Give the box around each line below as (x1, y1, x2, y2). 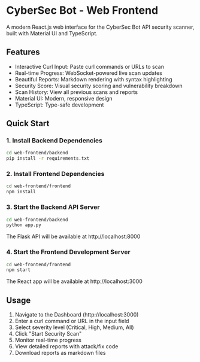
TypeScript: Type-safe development (14, 101, 104, 108)
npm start (6, 267, 31, 273)
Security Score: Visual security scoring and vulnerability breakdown (14, 82, 183, 89)
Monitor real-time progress (14, 336, 82, 344)
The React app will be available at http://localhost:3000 (6, 278, 143, 285)
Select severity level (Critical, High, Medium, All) (14, 324, 134, 331)
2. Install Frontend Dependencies (6, 170, 105, 178)
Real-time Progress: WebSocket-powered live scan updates (14, 69, 163, 77)
